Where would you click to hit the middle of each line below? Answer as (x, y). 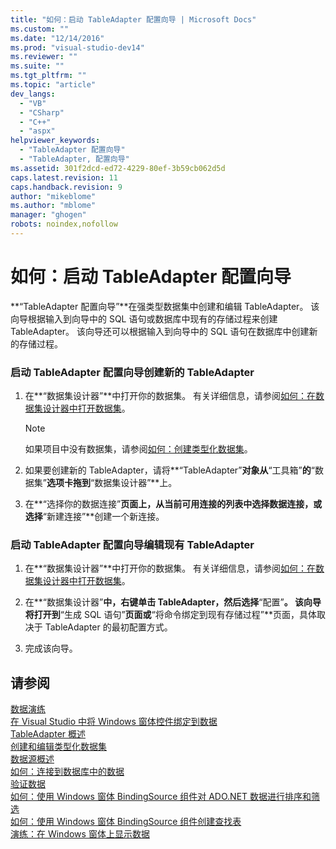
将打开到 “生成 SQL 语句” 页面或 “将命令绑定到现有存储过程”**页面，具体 (170, 615)
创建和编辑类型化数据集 (58, 747)
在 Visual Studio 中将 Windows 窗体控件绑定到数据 (114, 722)
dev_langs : (33, 94)
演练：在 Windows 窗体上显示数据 (80, 834)
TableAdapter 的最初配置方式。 (108, 627)
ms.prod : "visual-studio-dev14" (77, 47)
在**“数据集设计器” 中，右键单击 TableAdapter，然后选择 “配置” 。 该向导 (173, 602)
